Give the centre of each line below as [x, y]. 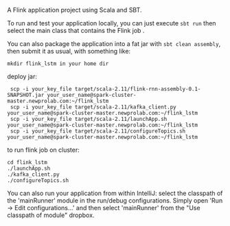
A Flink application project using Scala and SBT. [74, 10]
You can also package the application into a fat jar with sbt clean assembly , [114, 44]
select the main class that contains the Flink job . [76, 31]
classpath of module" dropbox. [51, 215]
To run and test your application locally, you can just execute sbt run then [112, 23]
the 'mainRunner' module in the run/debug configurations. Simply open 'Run [115, 201]
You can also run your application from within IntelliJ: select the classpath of [115, 193]
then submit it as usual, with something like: [69, 51]
